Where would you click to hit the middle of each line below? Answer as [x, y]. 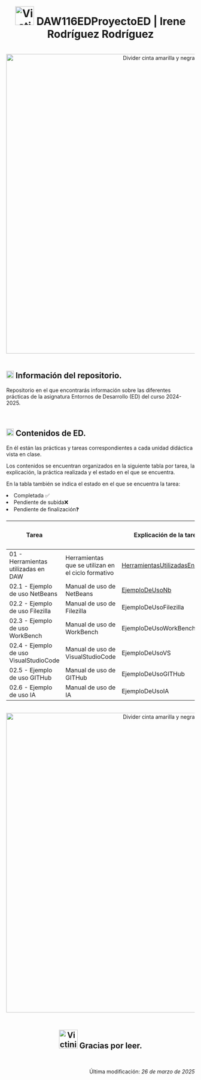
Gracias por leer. [111, 1046]
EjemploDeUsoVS [147, 653]
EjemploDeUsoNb [147, 590]
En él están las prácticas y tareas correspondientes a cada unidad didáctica [100, 448]
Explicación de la [159, 535]
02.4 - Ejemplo [31, 645]
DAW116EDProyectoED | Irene [111, 22]
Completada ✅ [32, 495]
